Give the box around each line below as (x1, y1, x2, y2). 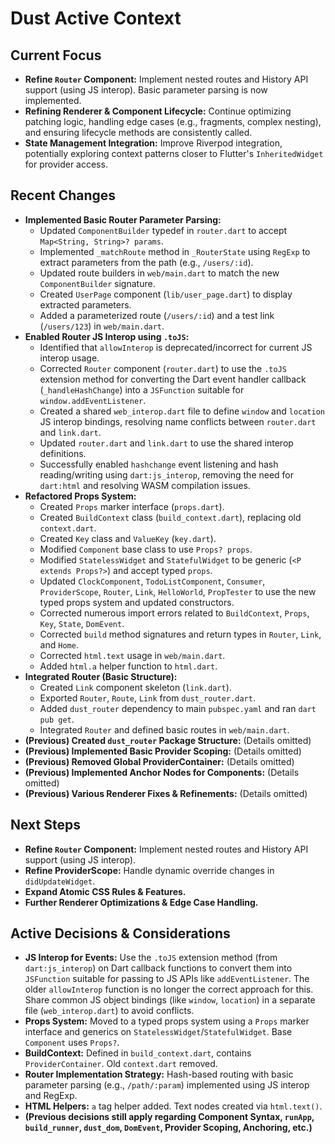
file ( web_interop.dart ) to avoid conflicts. (24, 1005, 195, 1017)
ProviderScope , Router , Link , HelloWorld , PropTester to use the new (39, 585, 317, 597)
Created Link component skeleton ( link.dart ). (39, 681, 232, 693)
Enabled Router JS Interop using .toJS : (24, 330, 190, 342)
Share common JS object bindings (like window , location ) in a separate (24, 994, 316, 1006)
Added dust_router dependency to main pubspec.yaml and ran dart (39, 702, 317, 714)
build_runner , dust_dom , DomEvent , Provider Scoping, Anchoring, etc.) (24, 1122, 313, 1134)
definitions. (39, 447, 87, 459)
